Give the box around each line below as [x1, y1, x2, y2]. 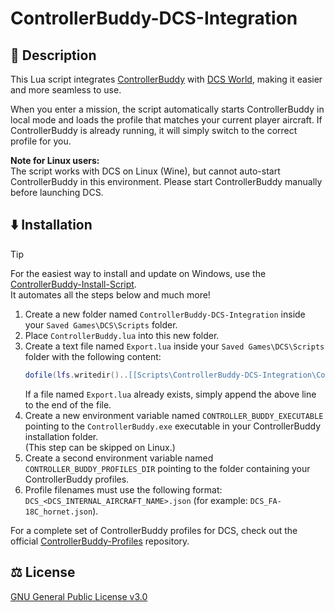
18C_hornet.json [24, 507, 93, 517]
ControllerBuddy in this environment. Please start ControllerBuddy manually [10, 176, 323, 187]
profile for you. [10, 135, 72, 147]
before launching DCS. [10, 187, 104, 198]
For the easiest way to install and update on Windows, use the [10, 267, 267, 279]
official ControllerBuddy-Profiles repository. [10, 535, 190, 547]
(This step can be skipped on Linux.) [24, 441, 176, 453]
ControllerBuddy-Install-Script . [10, 278, 137, 290]
